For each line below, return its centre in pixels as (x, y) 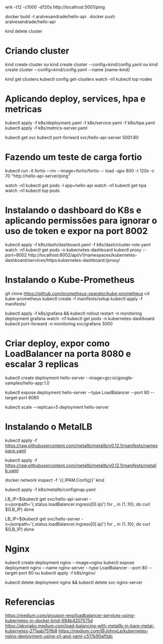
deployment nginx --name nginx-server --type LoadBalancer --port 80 (76, 568)
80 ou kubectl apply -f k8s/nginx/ (62, 573)
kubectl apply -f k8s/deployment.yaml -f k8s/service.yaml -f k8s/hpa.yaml (80, 123)
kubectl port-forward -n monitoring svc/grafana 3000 (59, 323)
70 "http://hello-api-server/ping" (38, 176)
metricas (24, 109)
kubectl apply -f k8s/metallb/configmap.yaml (51, 489)
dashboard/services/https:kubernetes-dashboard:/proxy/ (63, 260)
